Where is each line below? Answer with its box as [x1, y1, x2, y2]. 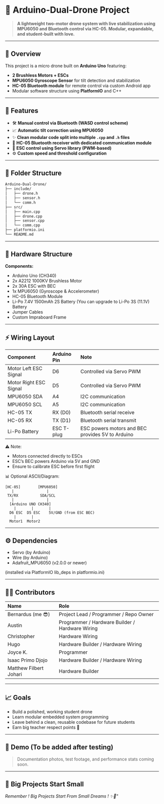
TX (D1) [52, 417, 71, 424]
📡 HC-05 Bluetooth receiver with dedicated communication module [12, 139, 152, 146]
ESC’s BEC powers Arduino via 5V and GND [12, 458, 100, 464]
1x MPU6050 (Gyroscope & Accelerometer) [12, 288, 100, 294]
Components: [5, 263, 34, 269]
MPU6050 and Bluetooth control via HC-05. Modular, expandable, [17, 25, 154, 31]
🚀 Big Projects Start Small [5, 780, 84, 788]
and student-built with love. [17, 31, 75, 37]
